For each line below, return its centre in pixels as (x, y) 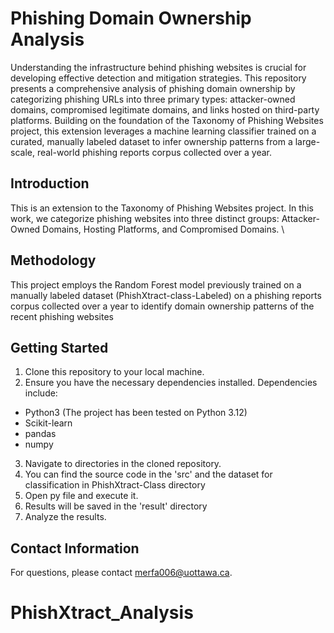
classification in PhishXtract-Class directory (115, 485)
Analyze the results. (65, 517)
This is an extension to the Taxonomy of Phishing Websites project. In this (162, 208)
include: (41, 393)
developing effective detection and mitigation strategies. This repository (158, 78)
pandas (40, 434)
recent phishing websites (62, 316)
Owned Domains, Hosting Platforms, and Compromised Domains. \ (147, 229)
